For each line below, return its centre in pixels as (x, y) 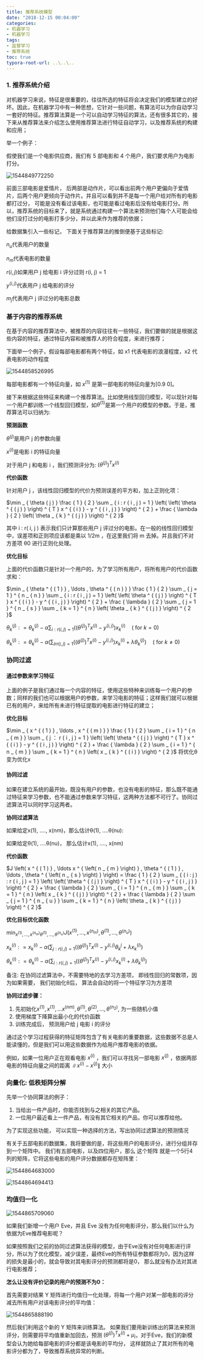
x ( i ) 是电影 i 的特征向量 (33, 451)
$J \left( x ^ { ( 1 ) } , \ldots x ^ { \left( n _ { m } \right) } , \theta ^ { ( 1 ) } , (95, 868)
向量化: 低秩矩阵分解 (36, 1082)
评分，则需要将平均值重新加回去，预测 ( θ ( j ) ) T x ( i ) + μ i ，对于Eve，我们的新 (97, 1335)
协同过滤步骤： (25, 996)
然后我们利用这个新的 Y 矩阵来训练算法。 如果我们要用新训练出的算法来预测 (101, 1327)
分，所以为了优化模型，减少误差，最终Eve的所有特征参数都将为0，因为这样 (100, 1254)
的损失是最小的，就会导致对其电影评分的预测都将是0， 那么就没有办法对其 (99, 1261)
